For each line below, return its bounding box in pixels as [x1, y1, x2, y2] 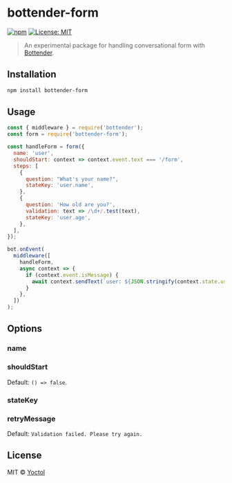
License [7, 450, 42, 462]
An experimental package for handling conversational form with [23, 41, 206, 49]
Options [7, 323, 43, 335]
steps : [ [13, 163, 39, 170]
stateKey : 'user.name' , [25, 182, 95, 189]
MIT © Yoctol [7, 468, 46, 476]
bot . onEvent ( [7, 246, 45, 253]
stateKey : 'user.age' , [25, 214, 91, 221]
